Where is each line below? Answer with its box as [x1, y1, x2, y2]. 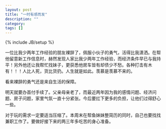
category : [5, 21, 26, 26]
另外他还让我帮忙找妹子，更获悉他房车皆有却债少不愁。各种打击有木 [13, 62, 152, 68]
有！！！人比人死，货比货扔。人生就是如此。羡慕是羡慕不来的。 [5, 68, 135, 74]
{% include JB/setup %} [5, 39, 54, 45]
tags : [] [5, 26, 23, 31]
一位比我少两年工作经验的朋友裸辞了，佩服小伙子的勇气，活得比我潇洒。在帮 [5, 50, 161, 56]
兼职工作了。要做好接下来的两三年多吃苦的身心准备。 [5, 119, 114, 125]
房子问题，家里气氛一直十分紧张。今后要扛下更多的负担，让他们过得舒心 [13, 95, 161, 102]
